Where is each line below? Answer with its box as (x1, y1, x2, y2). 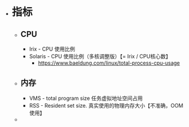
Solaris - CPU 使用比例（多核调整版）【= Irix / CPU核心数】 (29, 53, 171, 59)
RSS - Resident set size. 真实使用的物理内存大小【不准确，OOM (29, 102, 184, 109)
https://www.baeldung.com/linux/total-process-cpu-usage (38, 59, 180, 66)
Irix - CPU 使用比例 (29, 45, 75, 52)
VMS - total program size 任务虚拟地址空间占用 (29, 95, 143, 102)
